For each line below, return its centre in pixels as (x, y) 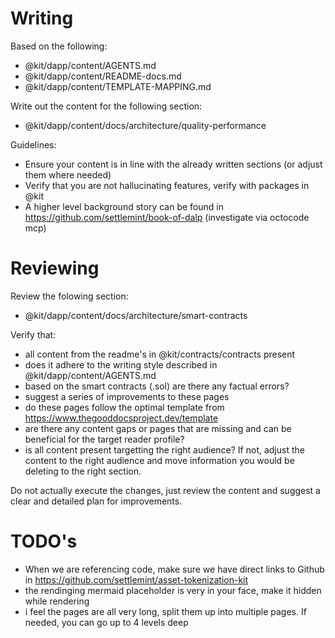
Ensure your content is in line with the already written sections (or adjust (173, 164)
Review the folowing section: (69, 296)
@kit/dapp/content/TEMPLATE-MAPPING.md (118, 86)
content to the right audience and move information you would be (159, 460)
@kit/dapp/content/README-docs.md (103, 76)
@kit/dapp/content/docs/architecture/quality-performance (145, 125)
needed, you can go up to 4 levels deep (106, 622)
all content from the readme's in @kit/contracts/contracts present (160, 354)
